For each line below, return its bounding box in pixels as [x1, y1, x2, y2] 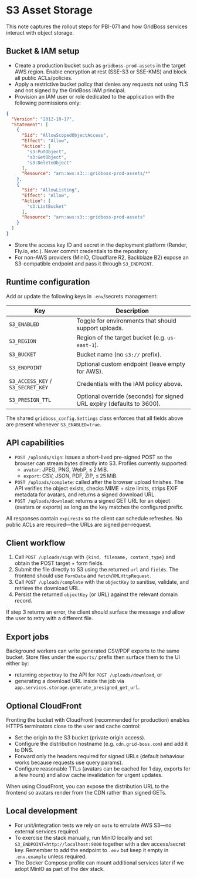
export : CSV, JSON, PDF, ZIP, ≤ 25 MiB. [23, 472, 118, 479]
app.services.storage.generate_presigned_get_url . [14, 684, 140, 691]
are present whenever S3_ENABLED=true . [6, 421, 101, 428]
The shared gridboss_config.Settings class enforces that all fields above [6, 415, 184, 422]
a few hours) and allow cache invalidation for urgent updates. [14, 771, 163, 778]
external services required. [14, 827, 80, 835]
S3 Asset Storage [6, 4, 93, 17]
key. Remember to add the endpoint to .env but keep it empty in [14, 846, 169, 853]
